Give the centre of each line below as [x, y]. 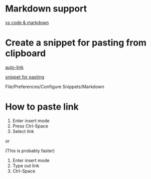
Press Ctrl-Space [30, 126]
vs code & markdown [27, 22]
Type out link [26, 165]
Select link [23, 131]
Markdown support [46, 9]
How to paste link [42, 107]
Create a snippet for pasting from [76, 43]
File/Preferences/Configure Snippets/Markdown [55, 86]
